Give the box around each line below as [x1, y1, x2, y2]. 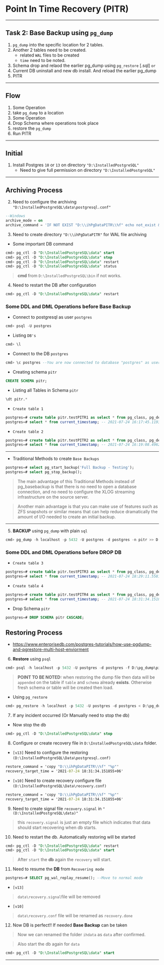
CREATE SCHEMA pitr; [5, 379, 48, 383]
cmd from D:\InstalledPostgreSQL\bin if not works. [17, 273, 122, 279]
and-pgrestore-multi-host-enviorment [12, 646, 89, 652]
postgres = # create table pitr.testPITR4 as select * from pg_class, [5, 592, 147, 597]
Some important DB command [12, 241, 73, 247]
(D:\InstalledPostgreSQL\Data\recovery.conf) [12, 784, 107, 788]
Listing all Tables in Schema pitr [12, 387, 78, 393]
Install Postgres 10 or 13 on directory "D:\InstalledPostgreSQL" [12, 162, 139, 168]
